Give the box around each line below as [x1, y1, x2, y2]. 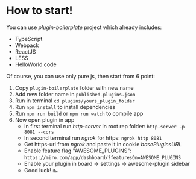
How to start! [6, 4, 73, 17]
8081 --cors [24, 129, 54, 135]
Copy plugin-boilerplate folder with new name [14, 84, 134, 91]
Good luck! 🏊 [24, 166, 58, 174]
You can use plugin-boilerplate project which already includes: [6, 24, 162, 31]
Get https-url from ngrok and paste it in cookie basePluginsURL [24, 140, 182, 148]
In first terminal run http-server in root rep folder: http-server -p [24, 122, 185, 130]
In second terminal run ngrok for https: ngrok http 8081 [24, 134, 162, 142]
